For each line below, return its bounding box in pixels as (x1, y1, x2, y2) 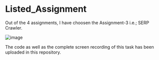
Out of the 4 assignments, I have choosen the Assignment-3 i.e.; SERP (5, 20, 150, 26)
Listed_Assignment (5, 3, 87, 15)
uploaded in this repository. (5, 49, 61, 55)
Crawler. (5, 25, 22, 30)
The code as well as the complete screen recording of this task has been (5, 44, 154, 50)
